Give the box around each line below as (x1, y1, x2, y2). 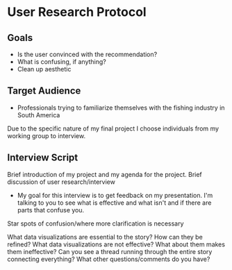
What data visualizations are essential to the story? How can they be (7, 233, 203, 241)
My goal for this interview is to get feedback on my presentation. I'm (17, 191, 213, 199)
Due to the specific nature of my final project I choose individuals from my (7, 124, 219, 133)
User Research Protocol (7, 4, 147, 20)
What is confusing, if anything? (17, 58, 106, 66)
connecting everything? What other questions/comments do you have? (7, 255, 210, 263)
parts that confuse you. (17, 205, 85, 214)
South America (17, 110, 60, 119)
